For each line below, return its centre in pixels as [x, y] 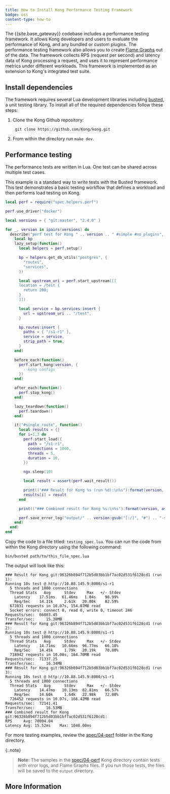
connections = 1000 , [49, 449]
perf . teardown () [36, 411]
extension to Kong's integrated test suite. [48, 71]
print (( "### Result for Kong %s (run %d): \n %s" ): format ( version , [94, 490]
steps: [12, 110]
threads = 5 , [41, 453]
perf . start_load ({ [43, 439]
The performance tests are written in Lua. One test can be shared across [81, 167]
